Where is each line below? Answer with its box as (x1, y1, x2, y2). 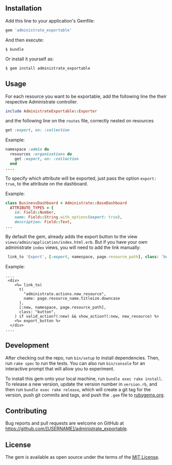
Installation (5, 4, 42, 13)
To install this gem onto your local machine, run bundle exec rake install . (5, 375, 163, 382)
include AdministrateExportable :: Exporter (5, 109, 97, 114)
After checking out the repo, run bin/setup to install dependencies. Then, (5, 354, 160, 361)
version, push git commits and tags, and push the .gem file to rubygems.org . (5, 392, 165, 398)
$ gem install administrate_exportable (5, 66, 91, 71)
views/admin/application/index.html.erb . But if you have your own (5, 239, 147, 245)
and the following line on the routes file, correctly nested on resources (5, 118, 154, 124)
